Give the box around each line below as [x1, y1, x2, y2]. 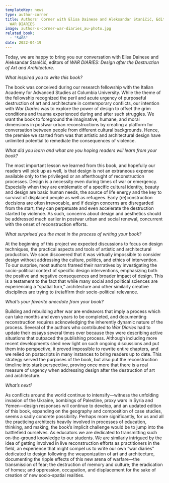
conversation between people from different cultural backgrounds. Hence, [5, 127, 159, 133]
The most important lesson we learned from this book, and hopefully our [5, 162, 156, 169]
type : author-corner [5, 12, 49, 17]
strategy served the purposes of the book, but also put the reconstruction [5, 356, 158, 362]
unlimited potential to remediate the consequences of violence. [5, 137, 136, 143]
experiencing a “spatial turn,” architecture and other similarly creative [5, 283, 149, 289]
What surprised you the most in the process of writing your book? [5, 231, 142, 237]
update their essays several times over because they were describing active [5, 330, 163, 336]
